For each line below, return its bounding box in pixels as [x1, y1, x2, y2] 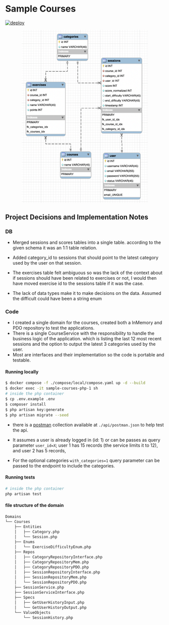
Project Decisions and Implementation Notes [5, 213, 149, 221]
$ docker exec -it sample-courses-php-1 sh [5, 386, 98, 391]
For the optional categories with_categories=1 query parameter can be [12, 457, 160, 463]
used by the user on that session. [12, 259, 82, 266]
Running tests [5, 474, 35, 480]
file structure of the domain [5, 502, 64, 508]
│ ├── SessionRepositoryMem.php [14, 575, 87, 580]
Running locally [5, 369, 39, 375]
